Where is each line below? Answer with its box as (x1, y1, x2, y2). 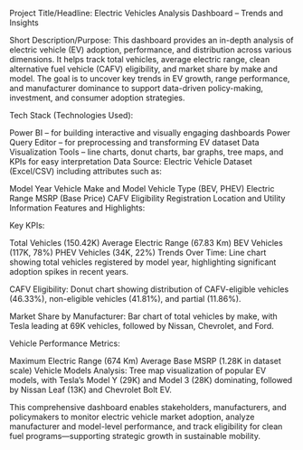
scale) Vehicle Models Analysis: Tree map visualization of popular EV (9, 365, 267, 376)
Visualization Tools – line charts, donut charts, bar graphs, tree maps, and (9, 146, 284, 157)
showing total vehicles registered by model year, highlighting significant (9, 257, 277, 267)
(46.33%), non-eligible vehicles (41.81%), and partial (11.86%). (9, 294, 241, 304)
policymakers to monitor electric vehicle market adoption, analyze (9, 411, 255, 422)
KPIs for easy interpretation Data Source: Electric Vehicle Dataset (9, 156, 253, 166)
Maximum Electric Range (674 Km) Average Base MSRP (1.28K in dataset (9, 356, 282, 366)
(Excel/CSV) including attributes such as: (9, 166, 163, 176)
